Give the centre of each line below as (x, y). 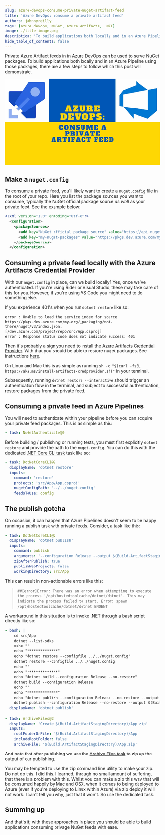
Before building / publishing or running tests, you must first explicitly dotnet (82, 442)
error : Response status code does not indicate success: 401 (70, 337)
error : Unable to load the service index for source (61, 317)
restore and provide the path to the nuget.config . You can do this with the (80, 447)
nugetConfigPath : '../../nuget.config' (55, 488)
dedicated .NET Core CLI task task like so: (48, 453)
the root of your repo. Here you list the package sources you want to (74, 196)
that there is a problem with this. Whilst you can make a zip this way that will (82, 779)
